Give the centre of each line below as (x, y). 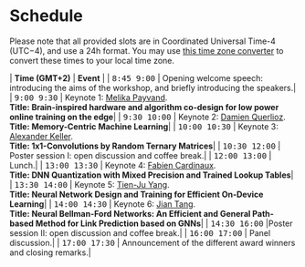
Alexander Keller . (42, 136)
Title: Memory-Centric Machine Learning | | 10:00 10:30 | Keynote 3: (144, 126)
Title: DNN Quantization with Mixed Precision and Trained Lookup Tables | (152, 175)
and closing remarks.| (50, 252)
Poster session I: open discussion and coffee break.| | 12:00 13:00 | (141, 155)
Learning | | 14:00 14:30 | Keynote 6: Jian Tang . (103, 204)
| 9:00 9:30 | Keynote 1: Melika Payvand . (89, 98)
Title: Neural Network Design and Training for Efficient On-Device (137, 194)
